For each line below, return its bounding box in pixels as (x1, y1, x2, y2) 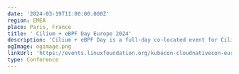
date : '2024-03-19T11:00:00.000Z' (7, 10, 110, 18)
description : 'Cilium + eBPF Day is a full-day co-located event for (7, 37, 218, 44)
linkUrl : (7, 50, 33, 57)
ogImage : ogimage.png (7, 43, 72, 50)
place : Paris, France (7, 23, 72, 30)
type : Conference (7, 56, 59, 63)
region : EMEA (7, 17, 46, 24)
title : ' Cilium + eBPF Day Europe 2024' (7, 30, 132, 37)
